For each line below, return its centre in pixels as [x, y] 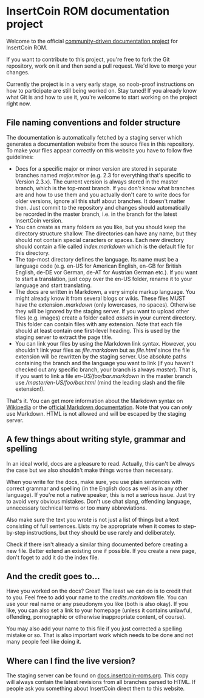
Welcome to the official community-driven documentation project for [92, 41]
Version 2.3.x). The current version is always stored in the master [97, 182]
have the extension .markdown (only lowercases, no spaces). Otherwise [105, 304]
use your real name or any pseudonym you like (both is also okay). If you [97, 604]
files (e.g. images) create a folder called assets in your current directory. [105, 318]
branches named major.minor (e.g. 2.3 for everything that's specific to [103, 175]
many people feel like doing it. [44, 642]
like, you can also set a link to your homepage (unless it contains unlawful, [99, 610]
